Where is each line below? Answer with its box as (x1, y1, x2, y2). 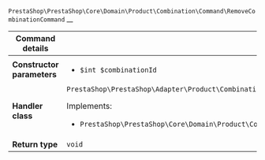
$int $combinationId (80, 65, 158, 74)
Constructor (12, 59, 59, 70)
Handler (12, 101, 43, 111)
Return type (12, 139, 58, 150)
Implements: (66, 101, 113, 111)
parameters (12, 69, 57, 80)
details (22, 43, 49, 54)
